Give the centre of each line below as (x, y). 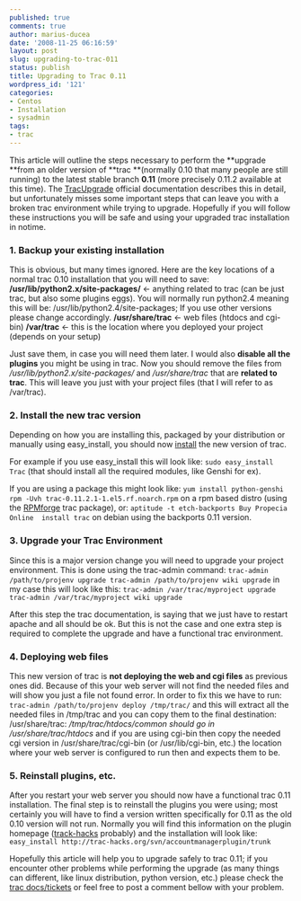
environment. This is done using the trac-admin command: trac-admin (139, 570)
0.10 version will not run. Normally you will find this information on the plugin (150, 824)
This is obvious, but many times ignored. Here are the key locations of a (142, 269)
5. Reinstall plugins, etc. (63, 775)
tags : (19, 127)
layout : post (34, 51)
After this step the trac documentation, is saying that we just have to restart (149, 614)
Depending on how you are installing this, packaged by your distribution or (147, 435)
